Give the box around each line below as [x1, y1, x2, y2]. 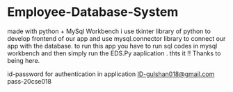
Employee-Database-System [7, 4, 179, 20]
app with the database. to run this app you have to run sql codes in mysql [7, 42, 218, 50]
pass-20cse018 [7, 77, 52, 85]
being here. [7, 56, 40, 64]
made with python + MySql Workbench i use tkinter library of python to [7, 27, 211, 35]
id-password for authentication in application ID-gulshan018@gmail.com [7, 70, 215, 78]
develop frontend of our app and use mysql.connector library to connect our [7, 34, 226, 42]
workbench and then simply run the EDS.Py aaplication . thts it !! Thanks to [7, 49, 221, 57]
